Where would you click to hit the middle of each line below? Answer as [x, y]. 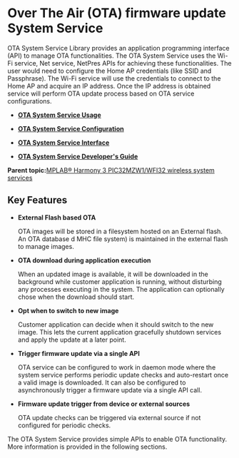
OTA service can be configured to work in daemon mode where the [117, 367]
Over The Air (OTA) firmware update [117, 13]
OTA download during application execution [84, 260]
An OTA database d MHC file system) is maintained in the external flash [123, 239]
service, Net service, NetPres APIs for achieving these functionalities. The [123, 63]
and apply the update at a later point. [72, 340]
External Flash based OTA [57, 217]
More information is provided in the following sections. [87, 447]
